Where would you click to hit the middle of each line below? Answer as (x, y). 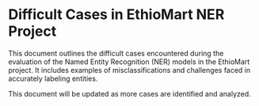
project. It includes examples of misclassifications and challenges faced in (129, 70)
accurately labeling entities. (53, 78)
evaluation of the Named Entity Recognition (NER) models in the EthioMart (129, 62)
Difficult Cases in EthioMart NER (116, 15)
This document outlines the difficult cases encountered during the (116, 53)
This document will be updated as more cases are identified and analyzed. (129, 93)
